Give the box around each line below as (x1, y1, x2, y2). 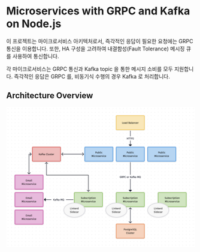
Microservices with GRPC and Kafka (6, 4, 190, 18)
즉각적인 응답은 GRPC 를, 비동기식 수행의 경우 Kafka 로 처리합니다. (14, 73, 171, 80)
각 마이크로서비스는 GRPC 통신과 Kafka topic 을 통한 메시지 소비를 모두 (6, 65, 174, 73)
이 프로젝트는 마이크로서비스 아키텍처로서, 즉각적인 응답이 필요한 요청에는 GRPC (6, 37, 193, 44)
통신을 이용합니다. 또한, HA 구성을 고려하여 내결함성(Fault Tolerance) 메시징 (6, 45, 185, 52)
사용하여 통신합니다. (12, 52, 59, 59)
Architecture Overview (6, 91, 93, 101)
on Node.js (6, 17, 62, 31)
